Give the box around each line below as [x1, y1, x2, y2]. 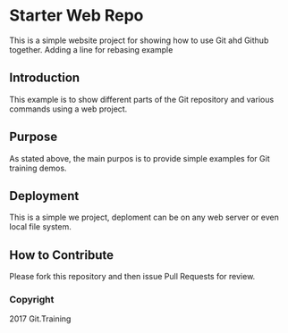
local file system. [9, 221, 72, 232]
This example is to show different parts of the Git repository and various [9, 94, 275, 104]
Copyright [9, 294, 55, 306]
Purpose [9, 129, 58, 145]
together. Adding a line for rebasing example [9, 44, 174, 54]
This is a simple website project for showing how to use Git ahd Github [9, 35, 269, 46]
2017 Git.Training [9, 313, 72, 324]
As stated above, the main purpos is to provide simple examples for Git [9, 153, 270, 163]
